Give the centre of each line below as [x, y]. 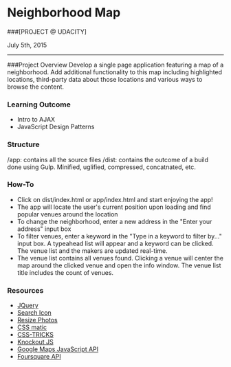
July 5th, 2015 [27, 45]
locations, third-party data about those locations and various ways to [105, 79]
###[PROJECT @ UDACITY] [47, 32]
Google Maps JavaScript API [58, 349]
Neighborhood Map [64, 13]
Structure [23, 144]
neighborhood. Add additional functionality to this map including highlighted [114, 72]
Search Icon [34, 313]
